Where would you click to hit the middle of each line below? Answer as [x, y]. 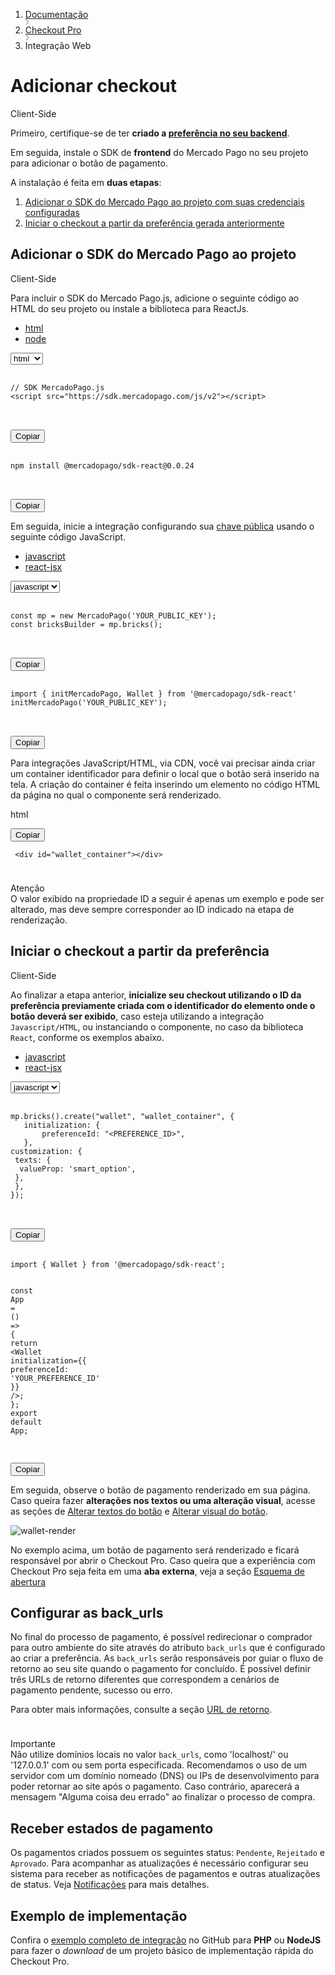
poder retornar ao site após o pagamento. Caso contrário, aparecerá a [155, 1786]
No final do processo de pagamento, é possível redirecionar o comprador [161, 1637]
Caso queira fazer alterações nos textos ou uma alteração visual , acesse [163, 1500]
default [26, 1422]
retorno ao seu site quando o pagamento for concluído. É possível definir [160, 1669]
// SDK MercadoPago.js [57, 387]
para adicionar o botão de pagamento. [89, 163]
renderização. [39, 920]
